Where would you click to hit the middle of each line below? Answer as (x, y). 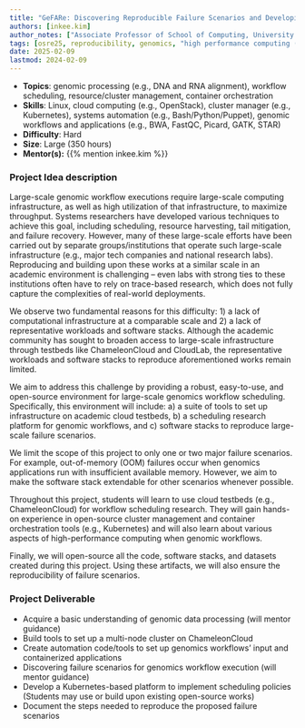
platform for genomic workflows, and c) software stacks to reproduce (139, 426)
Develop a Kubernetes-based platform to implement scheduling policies (157, 686)
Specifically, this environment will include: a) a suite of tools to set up (138, 407)
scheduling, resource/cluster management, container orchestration (148, 96)
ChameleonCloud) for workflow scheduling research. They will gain (135, 510)
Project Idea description (64, 177)
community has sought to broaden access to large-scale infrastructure (142, 340)
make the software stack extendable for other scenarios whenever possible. (152, 482)
